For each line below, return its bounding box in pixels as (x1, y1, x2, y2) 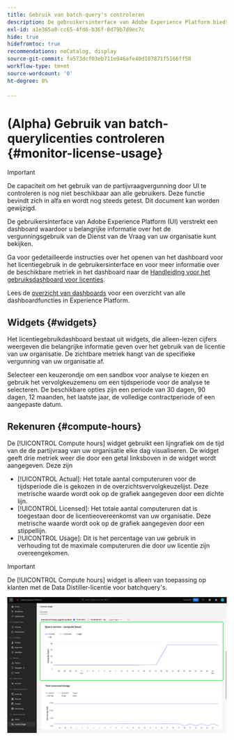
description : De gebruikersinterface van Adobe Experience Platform (7, 18, 210, 26)
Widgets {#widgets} (7, 316, 97, 328)
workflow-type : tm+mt (7, 63, 70, 70)
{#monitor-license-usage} (7, 145, 164, 161)
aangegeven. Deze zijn (7, 461, 73, 470)
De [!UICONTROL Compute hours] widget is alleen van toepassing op (7, 576, 207, 584)
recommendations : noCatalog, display (7, 48, 117, 55)
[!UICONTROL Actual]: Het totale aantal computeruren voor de (17, 475, 196, 483)
